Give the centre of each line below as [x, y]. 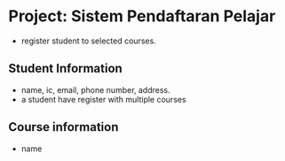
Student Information [66, 69]
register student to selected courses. [88, 41]
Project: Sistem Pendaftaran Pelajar [142, 16]
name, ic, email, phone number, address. [95, 89]
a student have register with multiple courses [104, 99]
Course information [63, 127]
